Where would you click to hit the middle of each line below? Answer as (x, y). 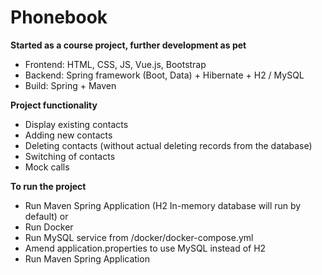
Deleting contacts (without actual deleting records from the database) (168, 145)
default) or (46, 216)
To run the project (48, 186)
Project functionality (54, 105)
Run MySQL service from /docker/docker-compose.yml (139, 237)
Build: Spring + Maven (70, 85)
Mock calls (47, 167)
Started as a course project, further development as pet (128, 45)
